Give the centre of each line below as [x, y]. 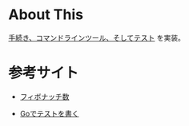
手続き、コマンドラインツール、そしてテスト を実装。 [97, 37]
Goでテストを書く [49, 113]
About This [46, 15]
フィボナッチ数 [44, 96]
